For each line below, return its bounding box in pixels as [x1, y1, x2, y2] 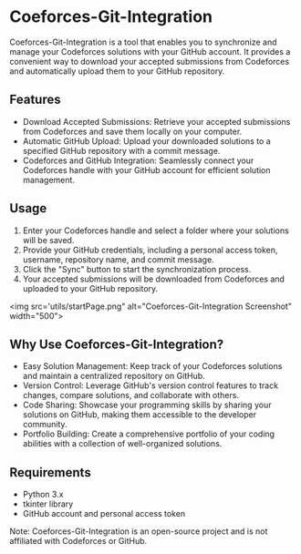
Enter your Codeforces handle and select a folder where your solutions [22, 225, 289, 236]
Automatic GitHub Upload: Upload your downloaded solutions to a [22, 135, 271, 147]
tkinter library [22, 498, 74, 509]
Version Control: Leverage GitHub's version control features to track [22, 380, 279, 391]
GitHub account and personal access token [22, 508, 185, 519]
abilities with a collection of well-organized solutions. [22, 438, 223, 449]
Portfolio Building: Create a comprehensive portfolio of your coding [22, 428, 275, 439]
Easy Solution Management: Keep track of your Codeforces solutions [22, 361, 283, 372]
